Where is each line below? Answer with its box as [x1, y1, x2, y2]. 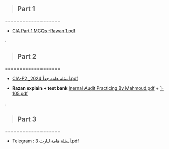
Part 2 [17, 52, 37, 61]
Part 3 [17, 115, 37, 124]
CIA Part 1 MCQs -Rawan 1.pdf [12, 28, 76, 34]
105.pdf [12, 90, 28, 96]
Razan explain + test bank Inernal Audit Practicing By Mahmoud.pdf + [12, 85, 159, 91]
